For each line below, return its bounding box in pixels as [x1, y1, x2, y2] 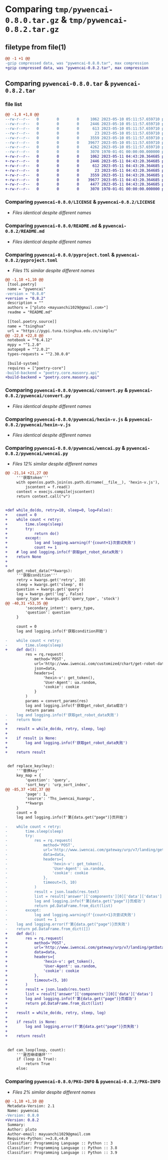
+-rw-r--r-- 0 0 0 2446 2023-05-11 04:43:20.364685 [5, 159, 160, 164]
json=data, [34, 666, 57, 671]
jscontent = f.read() [25, 484, 70, 489]
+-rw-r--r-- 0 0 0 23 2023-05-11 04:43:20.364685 [5, 168, 160, 173]
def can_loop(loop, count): [7, 1047, 66, 1052]
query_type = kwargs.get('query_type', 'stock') [16, 596, 120, 601]
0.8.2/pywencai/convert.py [5, 393, 71, 399]
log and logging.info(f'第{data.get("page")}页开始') [16, 815, 128, 820]
